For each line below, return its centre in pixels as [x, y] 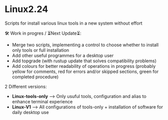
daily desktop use [30, 112]
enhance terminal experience [42, 101]
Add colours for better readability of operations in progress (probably [84, 66]
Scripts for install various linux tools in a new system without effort [74, 23]
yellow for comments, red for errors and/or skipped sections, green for [85, 71]
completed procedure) [35, 77]
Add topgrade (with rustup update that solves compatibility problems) [84, 61]
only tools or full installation [40, 50]
